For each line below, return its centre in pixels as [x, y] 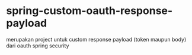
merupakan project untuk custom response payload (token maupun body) [96, 39]
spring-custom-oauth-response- [89, 11]
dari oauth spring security [38, 46]
